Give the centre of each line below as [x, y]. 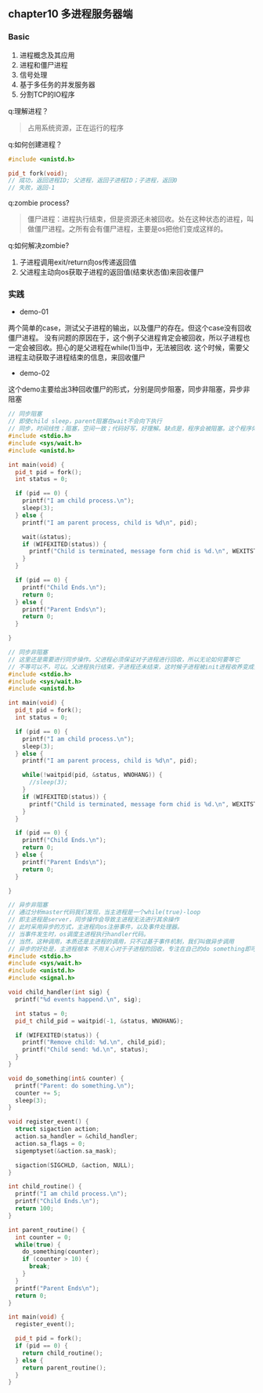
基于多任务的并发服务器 [57, 84]
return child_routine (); [63, 1353]
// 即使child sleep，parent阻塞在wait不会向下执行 [85, 421]
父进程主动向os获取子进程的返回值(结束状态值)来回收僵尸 [112, 272]
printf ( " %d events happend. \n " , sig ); [79, 999]
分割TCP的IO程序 [47, 94]
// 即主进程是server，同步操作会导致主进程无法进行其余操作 [94, 920]
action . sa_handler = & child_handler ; [77, 1136]
